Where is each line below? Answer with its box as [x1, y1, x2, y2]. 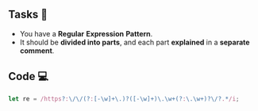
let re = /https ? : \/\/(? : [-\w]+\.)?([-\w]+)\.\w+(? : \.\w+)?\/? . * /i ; [8, 94, 240, 103]
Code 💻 [8, 70, 49, 83]
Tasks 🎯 [8, 8, 48, 21]
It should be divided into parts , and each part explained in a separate [19, 37, 250, 47]
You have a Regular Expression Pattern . [19, 29, 153, 38]
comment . [19, 45, 55, 55]
